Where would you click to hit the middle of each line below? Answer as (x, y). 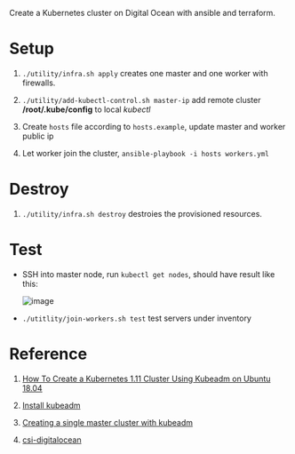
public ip (38, 136)
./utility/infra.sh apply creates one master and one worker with (145, 73)
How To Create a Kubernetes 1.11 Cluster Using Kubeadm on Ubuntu (146, 378)
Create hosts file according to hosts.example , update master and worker (154, 126)
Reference (48, 354)
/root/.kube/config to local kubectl (86, 109)
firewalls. (39, 83)
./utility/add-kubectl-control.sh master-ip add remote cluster (141, 100)
